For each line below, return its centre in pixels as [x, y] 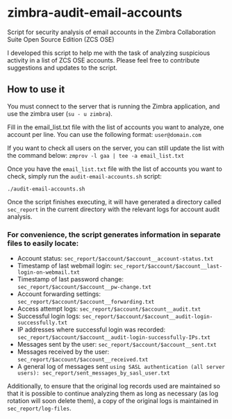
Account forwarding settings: [59, 294]
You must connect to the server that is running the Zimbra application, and [114, 106]
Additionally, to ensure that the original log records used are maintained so [114, 386]
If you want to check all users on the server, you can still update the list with [116, 148]
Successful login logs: [49, 316]
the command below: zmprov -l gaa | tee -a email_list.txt [96, 155]
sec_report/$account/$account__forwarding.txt [86, 302]
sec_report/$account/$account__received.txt [83, 360]
